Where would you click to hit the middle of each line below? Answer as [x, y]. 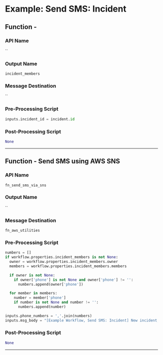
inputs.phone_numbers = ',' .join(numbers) [49, 316]
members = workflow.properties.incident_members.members [68, 266]
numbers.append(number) [42, 307]
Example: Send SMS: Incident [66, 9]
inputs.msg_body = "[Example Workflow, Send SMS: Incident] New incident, [82, 320]
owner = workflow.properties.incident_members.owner [64, 262]
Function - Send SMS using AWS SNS [63, 161]
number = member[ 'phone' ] [40, 298]
